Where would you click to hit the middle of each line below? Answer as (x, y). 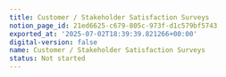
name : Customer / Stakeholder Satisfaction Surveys (107, 50)
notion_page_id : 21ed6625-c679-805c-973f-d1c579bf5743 (113, 26)
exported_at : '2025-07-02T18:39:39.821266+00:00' (104, 34)
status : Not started (48, 58)
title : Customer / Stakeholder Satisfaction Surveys (109, 17)
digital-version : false (54, 42)
